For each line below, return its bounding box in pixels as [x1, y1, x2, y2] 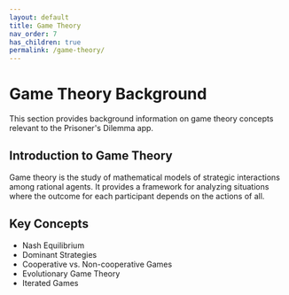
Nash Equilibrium [21, 240, 85, 251]
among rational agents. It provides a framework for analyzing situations [9, 181, 269, 191]
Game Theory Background [9, 84, 207, 105]
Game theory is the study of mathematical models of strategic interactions [9, 172, 281, 182]
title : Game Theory [9, 21, 82, 30]
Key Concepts [9, 216, 89, 231]
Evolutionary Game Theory [21, 268, 121, 279]
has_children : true [9, 37, 82, 47]
